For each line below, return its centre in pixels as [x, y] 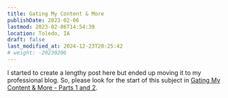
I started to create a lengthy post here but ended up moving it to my [104, 72]
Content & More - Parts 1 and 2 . [52, 87]
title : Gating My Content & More [56, 14]
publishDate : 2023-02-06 [43, 20]
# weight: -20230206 [37, 53]
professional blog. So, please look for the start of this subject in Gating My [114, 80]
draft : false [26, 40]
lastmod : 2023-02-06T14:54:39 [51, 27]
